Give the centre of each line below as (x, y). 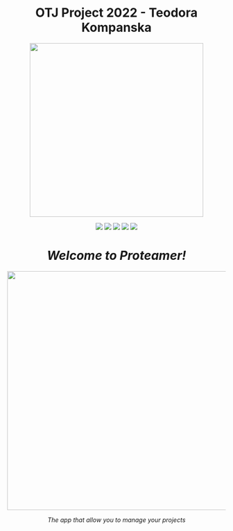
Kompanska (116, 27)
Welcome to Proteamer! (116, 256)
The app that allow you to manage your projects (116, 520)
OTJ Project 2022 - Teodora (116, 13)
